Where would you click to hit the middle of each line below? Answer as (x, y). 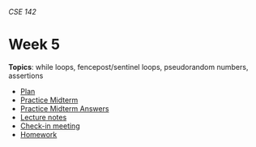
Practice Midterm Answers (64, 108)
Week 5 (34, 45)
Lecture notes (43, 117)
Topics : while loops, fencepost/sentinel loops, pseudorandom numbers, (128, 67)
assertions (26, 76)
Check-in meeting (50, 126)
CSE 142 (22, 12)
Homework (38, 134)
